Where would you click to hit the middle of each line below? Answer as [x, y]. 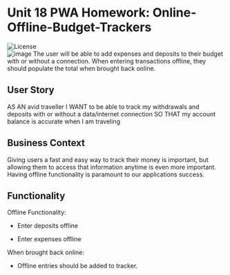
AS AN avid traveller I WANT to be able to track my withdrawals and [103, 106]
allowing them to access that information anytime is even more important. [112, 167]
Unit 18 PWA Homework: [79, 13]
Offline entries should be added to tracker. [77, 266]
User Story [31, 90]
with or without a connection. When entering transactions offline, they [106, 61]
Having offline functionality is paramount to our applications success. [106, 174]
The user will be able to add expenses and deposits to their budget [128, 54]
